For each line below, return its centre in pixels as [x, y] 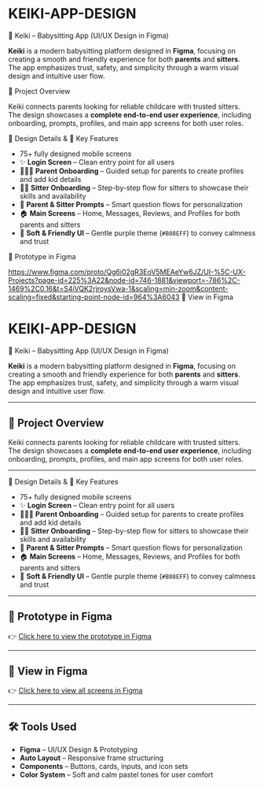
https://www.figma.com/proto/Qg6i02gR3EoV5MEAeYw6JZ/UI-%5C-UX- [127, 272]
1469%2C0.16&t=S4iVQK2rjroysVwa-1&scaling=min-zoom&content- [118, 288]
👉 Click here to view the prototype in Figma [80, 636]
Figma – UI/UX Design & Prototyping [79, 750]
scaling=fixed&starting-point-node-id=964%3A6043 [94, 297]
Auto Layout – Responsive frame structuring [91, 758]
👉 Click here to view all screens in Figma [75, 691]
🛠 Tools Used [42, 727]
